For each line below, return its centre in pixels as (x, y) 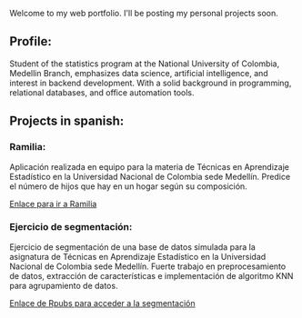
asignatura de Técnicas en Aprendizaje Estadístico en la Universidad (138, 256)
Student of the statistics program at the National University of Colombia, (145, 64)
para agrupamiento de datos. (64, 285)
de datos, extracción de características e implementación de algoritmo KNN (151, 275)
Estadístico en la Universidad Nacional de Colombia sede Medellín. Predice (150, 176)
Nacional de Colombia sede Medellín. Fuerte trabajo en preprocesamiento (148, 266)
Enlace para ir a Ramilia (53, 204)
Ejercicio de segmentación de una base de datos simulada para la (133, 247)
